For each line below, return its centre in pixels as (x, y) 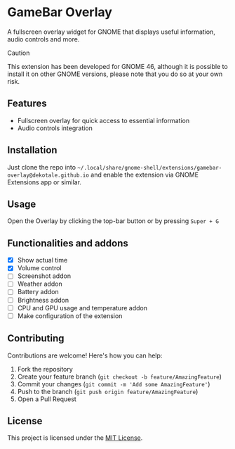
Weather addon (40, 284)
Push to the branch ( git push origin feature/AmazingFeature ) (108, 391)
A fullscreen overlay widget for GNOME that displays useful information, (111, 32)
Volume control (39, 268)
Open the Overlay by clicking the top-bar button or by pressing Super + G (113, 221)
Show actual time (42, 260)
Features (27, 104)
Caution (19, 53)
